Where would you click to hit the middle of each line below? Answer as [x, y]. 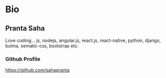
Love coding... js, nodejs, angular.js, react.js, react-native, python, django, [83, 40]
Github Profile [23, 59]
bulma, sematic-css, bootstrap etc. [42, 46]
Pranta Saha [25, 28]
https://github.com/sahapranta [38, 70]
